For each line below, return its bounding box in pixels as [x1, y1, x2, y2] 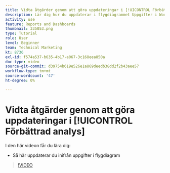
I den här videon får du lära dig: [5, 142, 71, 148]
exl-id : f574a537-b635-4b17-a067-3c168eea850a [5, 54, 105, 60]
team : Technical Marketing [5, 45, 62, 50]
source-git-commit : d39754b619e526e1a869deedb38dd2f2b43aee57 [5, 64, 139, 69]
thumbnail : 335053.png [5, 26, 53, 31]
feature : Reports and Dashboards [5, 21, 76, 27]
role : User [5, 36, 28, 41]
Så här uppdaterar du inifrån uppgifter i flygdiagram [12, 152, 120, 158]
